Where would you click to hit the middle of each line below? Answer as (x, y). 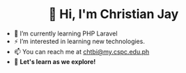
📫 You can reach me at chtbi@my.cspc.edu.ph (82, 51)
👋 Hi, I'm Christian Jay (114, 14)
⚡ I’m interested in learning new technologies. (79, 41)
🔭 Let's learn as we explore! (55, 61)
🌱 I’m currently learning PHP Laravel (65, 33)
